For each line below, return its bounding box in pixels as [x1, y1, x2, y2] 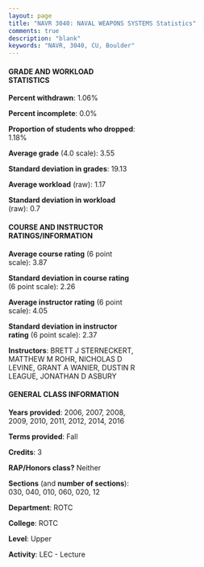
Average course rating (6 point [8, 249, 113, 259]
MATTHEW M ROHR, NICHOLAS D [8, 354, 123, 363]
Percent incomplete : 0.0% [8, 109, 98, 118]
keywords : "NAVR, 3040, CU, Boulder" [8, 42, 135, 50]
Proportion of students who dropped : [8, 124, 135, 134]
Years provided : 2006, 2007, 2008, [8, 408, 126, 417]
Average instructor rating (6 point [8, 297, 123, 307]
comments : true [8, 27, 60, 35]
